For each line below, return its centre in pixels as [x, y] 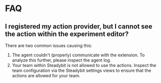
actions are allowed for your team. [46, 75]
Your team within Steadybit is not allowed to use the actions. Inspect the [84, 65]
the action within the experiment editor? [67, 34]
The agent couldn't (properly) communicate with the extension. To [78, 55]
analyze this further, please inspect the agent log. [62, 60]
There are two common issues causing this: [48, 46]
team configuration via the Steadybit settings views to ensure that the [81, 70]
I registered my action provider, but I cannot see [79, 26]
